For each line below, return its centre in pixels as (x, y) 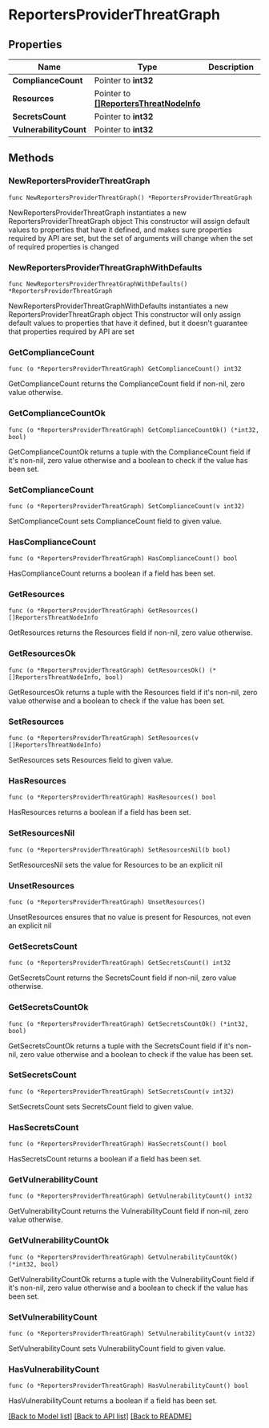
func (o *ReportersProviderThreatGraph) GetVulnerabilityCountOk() (123, 1257)
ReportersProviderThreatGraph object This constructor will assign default (129, 221)
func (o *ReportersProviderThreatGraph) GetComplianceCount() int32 (125, 369)
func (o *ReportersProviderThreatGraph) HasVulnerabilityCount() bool (128, 1386)
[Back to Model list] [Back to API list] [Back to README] (100, 1416)
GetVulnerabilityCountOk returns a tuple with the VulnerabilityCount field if (131, 1279)
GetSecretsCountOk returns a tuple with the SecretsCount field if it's (121, 1046)
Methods (31, 158)
